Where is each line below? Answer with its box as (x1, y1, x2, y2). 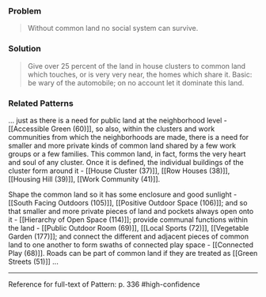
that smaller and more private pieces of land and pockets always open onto (8, 206, 254, 216)
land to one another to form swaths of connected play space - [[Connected (8, 239, 254, 250)
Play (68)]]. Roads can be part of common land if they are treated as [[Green (8, 248, 258, 258)
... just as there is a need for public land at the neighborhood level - (8, 115, 227, 125)
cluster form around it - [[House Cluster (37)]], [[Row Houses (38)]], (8, 166, 230, 175)
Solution (8, 43, 42, 55)
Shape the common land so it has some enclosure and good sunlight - (8, 190, 237, 199)
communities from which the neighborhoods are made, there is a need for (8, 132, 249, 141)
